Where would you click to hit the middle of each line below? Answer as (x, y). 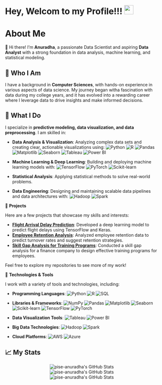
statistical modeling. (25, 58)
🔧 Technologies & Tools (29, 274)
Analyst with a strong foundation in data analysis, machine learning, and (78, 52)
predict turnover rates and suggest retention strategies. (68, 240)
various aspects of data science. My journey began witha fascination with (79, 90)
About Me (25, 34)
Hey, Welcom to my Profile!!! (64, 11)
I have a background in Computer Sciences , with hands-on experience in (79, 84)
